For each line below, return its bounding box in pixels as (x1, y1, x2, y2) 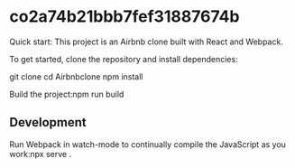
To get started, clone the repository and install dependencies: (9, 53, 238, 64)
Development (9, 115, 88, 130)
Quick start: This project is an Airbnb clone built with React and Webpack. (9, 36, 284, 47)
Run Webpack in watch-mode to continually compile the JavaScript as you (9, 138, 287, 150)
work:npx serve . (9, 148, 72, 159)
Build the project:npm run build (9, 89, 124, 99)
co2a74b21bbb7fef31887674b (9, 6, 240, 27)
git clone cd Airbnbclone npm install (9, 70, 143, 82)
